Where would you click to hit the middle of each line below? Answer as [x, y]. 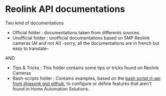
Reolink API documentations [65, 9]
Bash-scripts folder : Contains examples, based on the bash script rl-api [86, 78]
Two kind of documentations [34, 23]
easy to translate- [30, 48]
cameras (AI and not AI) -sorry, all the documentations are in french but [86, 43]
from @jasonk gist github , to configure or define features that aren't [82, 84]
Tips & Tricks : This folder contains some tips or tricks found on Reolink [85, 68]
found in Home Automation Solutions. [51, 89]
